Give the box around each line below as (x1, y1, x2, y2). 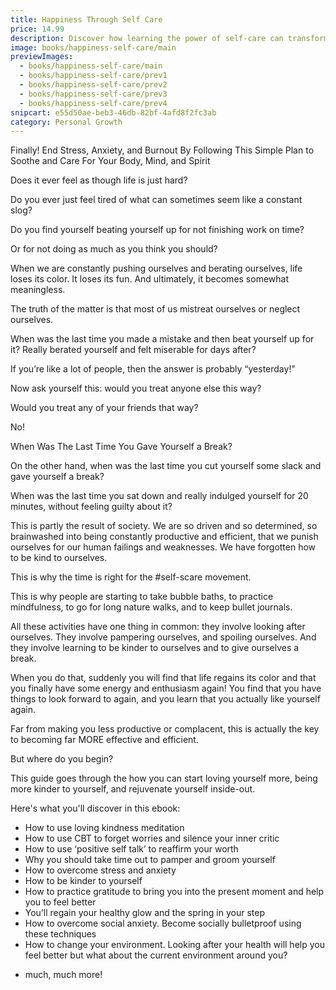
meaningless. (10, 284, 66, 296)
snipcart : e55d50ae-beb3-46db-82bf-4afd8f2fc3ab (10, 107, 217, 118)
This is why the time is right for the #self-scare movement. (10, 571, 252, 583)
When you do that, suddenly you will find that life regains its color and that (10, 672, 317, 684)
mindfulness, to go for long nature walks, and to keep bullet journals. (10, 601, 293, 613)
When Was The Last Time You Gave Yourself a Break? (10, 441, 233, 453)
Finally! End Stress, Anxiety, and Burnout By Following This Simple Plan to (10, 144, 315, 156)
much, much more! (24, 969, 103, 981)
